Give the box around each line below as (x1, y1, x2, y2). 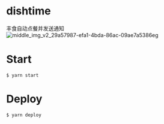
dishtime (6, 4, 51, 18)
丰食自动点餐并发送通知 (6, 25, 64, 32)
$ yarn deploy (6, 112, 42, 118)
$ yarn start (6, 72, 39, 78)
